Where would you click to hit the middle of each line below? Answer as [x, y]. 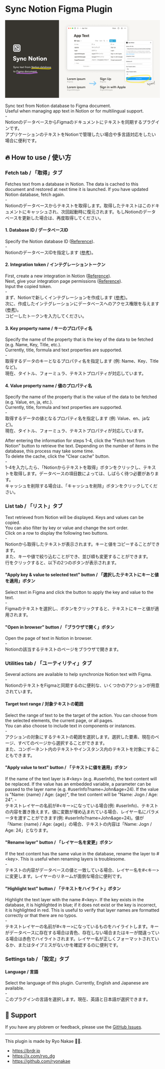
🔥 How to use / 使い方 [38, 158]
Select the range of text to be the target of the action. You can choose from [81, 715]
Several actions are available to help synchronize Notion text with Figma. [79, 674]
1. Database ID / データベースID [37, 230]
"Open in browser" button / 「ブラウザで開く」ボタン [60, 627]
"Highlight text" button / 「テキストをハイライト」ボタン [63, 888]
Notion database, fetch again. [35, 194]
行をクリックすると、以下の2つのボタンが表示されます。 [62, 562]
